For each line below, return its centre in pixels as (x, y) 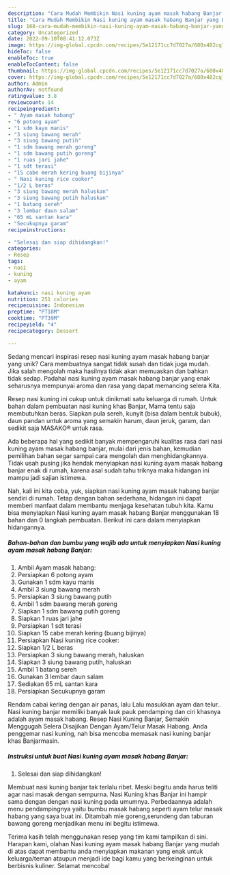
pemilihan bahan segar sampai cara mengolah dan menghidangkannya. (108, 455)
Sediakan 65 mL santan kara (58, 684)
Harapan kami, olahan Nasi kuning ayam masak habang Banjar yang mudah (114, 844)
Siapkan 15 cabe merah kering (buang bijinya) (82, 633)
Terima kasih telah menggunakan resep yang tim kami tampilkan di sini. (108, 837)
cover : (17, 77)
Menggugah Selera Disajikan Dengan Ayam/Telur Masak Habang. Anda (107, 726)
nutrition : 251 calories (43, 299)
